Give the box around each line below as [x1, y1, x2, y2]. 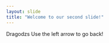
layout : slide [6, 8, 41, 15]
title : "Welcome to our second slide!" [6, 14, 104, 20]
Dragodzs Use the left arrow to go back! [6, 30, 104, 37]
